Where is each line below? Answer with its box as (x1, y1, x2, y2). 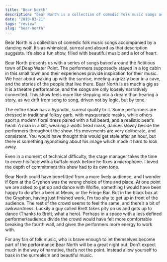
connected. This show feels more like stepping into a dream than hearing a (5, 92, 158, 98)
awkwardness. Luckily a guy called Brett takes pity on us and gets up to (5, 206, 153, 212)
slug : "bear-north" (5, 26, 46, 31)
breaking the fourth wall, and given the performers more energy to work (5, 222, 153, 228)
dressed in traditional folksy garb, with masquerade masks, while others (5, 112, 153, 118)
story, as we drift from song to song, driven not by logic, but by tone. (5, 97, 146, 103)
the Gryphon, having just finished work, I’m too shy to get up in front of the (5, 195, 158, 201)
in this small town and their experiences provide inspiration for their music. (5, 70, 158, 76)
